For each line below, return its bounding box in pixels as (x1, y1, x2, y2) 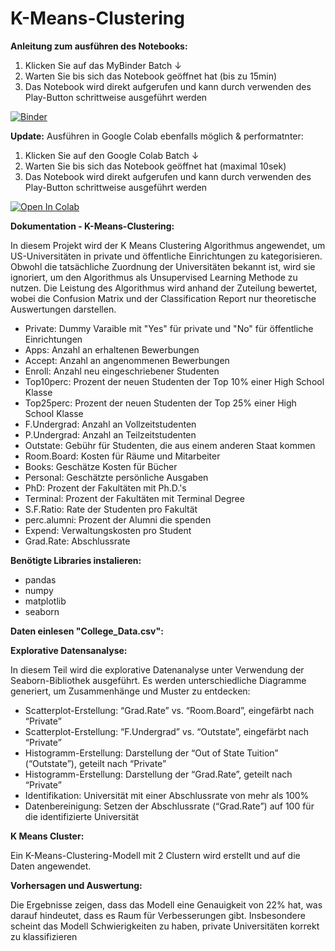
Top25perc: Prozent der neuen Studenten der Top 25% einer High (24, 397, 297, 409)
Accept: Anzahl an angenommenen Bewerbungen (24, 354, 230, 366)
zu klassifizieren (10, 930, 78, 942)
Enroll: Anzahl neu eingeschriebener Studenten (24, 365, 220, 377)
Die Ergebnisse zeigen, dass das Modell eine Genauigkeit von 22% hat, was (10, 898, 323, 911)
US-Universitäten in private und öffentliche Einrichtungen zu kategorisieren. (10, 250, 323, 262)
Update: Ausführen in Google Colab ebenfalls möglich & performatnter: (10, 130, 304, 142)
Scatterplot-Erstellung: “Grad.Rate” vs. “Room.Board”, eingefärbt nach (24, 704, 315, 716)
